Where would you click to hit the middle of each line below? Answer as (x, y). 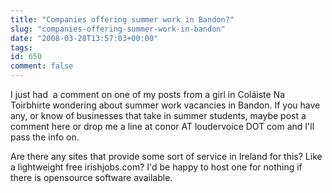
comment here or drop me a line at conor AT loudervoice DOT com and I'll (162, 126)
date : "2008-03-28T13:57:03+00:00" (84, 38)
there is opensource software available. (91, 177)
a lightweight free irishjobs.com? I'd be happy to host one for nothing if (156, 167)
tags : (21, 47)
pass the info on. (45, 137)
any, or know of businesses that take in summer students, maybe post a (158, 115)
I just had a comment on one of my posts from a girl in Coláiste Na (148, 94)
